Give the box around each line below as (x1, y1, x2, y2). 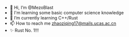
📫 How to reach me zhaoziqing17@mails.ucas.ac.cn (9, 20, 117, 26)
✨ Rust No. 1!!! (9, 27, 39, 33)
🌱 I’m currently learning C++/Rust (9, 15, 78, 20)
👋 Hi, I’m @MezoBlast (9, 5, 54, 10)
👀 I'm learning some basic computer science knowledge (9, 10, 124, 16)
